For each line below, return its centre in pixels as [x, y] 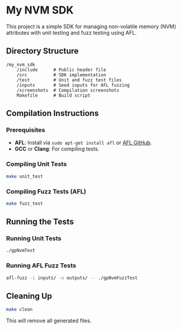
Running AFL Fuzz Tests [41, 266]
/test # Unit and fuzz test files [69, 80]
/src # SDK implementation [62, 75]
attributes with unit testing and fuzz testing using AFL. [71, 32]
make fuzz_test [25, 203]
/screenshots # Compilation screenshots [68, 90]
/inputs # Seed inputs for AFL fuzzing [73, 85]
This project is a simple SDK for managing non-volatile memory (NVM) [91, 26]
